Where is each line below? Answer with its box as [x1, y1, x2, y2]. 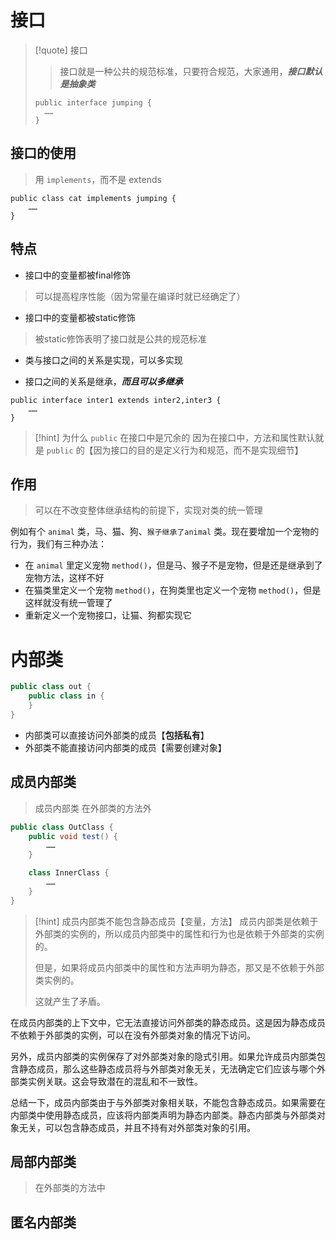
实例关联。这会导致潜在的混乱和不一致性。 [27, 1075, 203, 1087]
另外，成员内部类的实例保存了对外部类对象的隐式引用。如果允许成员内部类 [10, 1050, 317, 1062]
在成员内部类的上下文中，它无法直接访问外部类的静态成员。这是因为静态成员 [10, 1016, 326, 1028]
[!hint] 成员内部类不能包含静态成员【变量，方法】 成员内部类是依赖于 [34, 915, 319, 927]
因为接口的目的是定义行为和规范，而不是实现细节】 [93, 444, 304, 456]
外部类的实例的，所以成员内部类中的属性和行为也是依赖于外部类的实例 [34, 927, 325, 940]
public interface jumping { [34, 97, 152, 108]
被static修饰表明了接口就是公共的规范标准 [34, 332, 207, 345]
